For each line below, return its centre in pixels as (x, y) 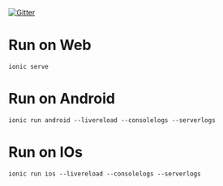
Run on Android (62, 99)
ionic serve (28, 66)
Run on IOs (46, 152)
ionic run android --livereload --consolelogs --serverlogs (112, 120)
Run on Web (50, 45)
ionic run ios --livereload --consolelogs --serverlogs (105, 174)
